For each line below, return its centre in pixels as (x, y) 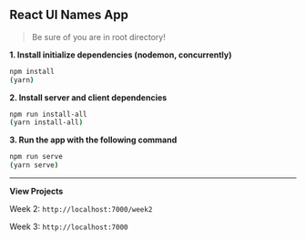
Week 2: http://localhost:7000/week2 (81, 209)
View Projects (36, 192)
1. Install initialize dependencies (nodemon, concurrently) (121, 55)
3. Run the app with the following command (93, 140)
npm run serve (36, 157)
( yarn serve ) (34, 165)
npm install (32, 71)
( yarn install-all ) (46, 122)
